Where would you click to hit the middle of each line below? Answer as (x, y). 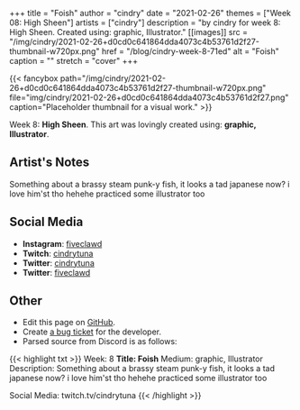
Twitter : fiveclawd (56, 272)
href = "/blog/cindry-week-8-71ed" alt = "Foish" (190, 51)
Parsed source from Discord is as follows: (100, 342)
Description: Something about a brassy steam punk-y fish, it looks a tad (142, 369)
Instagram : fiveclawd (62, 243)
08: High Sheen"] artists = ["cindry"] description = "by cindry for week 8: (145, 23)
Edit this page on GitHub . (68, 323)
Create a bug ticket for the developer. (92, 332)
